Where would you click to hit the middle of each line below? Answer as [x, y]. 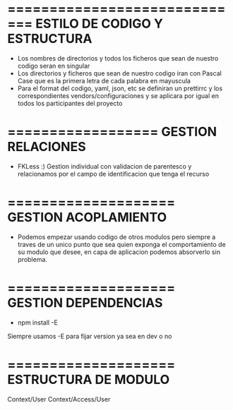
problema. [32, 259]
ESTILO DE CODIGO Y [99, 24]
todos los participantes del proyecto [70, 103]
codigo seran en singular [54, 66]
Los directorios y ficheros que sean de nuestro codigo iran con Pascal [120, 73]
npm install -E [37, 322]
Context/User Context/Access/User [59, 399]
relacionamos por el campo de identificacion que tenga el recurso [113, 174]
